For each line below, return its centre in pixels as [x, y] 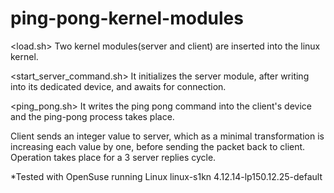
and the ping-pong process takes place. [92, 116]
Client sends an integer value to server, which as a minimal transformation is [167, 136]
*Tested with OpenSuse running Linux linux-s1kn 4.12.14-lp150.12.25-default [166, 176]
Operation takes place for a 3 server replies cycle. [113, 157]
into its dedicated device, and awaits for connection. [118, 86]
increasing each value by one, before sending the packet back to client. [158, 146]
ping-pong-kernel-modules [127, 18]
